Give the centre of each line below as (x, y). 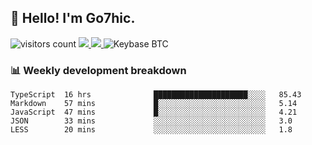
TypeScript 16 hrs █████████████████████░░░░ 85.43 (156, 95)
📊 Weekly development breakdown (98, 70)
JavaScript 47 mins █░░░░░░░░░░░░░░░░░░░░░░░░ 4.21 (154, 112)
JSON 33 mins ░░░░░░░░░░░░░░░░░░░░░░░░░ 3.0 (151, 121)
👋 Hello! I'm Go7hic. (73, 18)
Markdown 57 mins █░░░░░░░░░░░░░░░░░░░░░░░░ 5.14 (154, 104)
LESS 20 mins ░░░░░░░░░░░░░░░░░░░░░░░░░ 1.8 (151, 130)
